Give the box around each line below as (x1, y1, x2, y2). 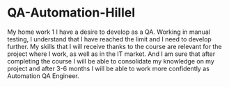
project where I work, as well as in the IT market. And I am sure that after (7, 50, 216, 58)
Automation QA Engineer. (7, 71, 79, 80)
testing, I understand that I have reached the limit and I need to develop (7, 35, 212, 43)
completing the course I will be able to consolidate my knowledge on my (7, 57, 214, 65)
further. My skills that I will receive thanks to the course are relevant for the (7, 42, 222, 50)
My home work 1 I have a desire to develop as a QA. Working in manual (7, 28, 211, 36)
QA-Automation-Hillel (7, 5, 136, 21)
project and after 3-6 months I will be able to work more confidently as (7, 64, 210, 72)
